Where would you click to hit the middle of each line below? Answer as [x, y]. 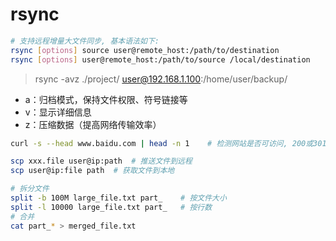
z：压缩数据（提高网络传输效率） [93, 124]
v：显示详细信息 [58, 112]
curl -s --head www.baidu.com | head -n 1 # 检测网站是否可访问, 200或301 [168, 143]
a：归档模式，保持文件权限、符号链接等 [106, 99]
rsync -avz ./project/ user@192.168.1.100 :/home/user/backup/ [161, 79]
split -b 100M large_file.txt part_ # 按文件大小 [118, 198]
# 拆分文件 [30, 189]
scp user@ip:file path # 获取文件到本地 [92, 171]
